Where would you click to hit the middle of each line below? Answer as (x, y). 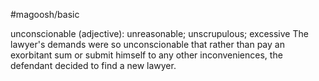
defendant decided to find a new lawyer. (93, 65)
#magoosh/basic (45, 14)
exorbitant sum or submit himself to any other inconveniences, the (146, 55)
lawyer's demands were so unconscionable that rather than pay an (147, 44)
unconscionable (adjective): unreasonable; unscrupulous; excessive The (159, 33)
